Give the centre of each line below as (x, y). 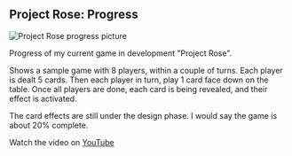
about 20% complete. (49, 125)
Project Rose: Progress (74, 15)
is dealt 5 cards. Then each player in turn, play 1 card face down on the (139, 80)
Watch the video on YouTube (62, 142)
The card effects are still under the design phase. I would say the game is (143, 115)
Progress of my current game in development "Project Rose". (121, 53)
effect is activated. (43, 98)
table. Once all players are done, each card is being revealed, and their (138, 89)
